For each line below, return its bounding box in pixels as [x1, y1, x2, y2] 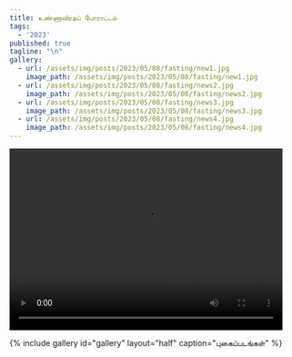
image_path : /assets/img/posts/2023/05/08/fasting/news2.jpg [25, 89, 262, 98]
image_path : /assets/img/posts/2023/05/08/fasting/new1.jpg [25, 73, 258, 82]
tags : [9, 22, 30, 31]
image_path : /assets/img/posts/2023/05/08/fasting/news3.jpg [25, 106, 262, 115]
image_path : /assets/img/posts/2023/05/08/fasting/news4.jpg [25, 124, 262, 133]
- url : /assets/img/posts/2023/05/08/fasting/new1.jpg [17, 64, 230, 74]
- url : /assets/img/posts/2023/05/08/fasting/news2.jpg [17, 81, 234, 90]
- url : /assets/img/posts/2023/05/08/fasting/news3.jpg [17, 97, 234, 107]
